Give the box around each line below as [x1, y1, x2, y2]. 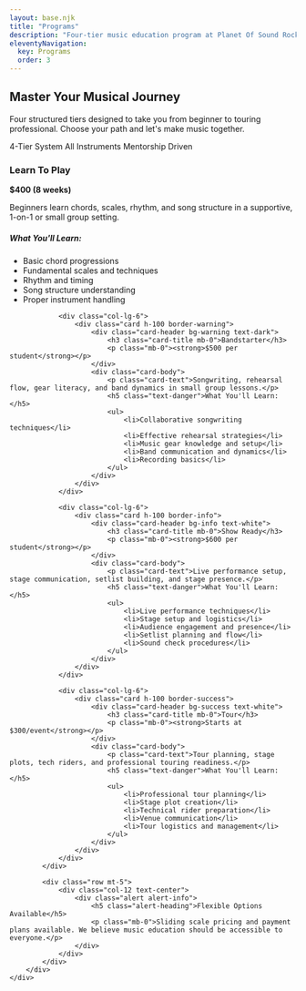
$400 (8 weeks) [9, 184, 72, 196]
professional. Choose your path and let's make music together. [9, 123, 245, 134]
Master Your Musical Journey [9, 89, 180, 105]
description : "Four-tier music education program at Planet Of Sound [9, 30, 280, 39]
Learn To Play [9, 163, 71, 176]
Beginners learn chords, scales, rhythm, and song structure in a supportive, [9, 202, 293, 213]
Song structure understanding [22, 284, 137, 296]
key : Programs [17, 47, 71, 56]
